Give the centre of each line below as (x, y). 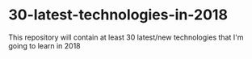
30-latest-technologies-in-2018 (118, 15)
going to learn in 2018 (44, 45)
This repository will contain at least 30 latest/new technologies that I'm (126, 37)
